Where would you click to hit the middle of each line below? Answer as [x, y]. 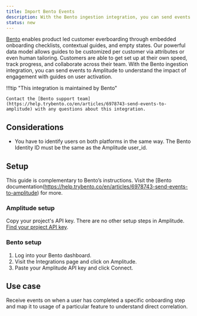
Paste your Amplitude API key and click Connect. [74, 268]
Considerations [35, 127]
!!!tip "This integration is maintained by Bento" [62, 88]
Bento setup [24, 242]
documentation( [26, 187]
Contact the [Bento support [41, 99]
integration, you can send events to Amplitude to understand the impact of [96, 71]
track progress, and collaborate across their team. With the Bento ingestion [97, 64]
